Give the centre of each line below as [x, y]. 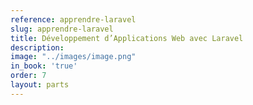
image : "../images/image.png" [73, 57]
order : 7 [28, 76]
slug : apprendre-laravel [62, 29]
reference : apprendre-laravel [73, 19]
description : [37, 47]
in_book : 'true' [44, 66]
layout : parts [40, 85]
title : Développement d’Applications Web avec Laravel [127, 38]
